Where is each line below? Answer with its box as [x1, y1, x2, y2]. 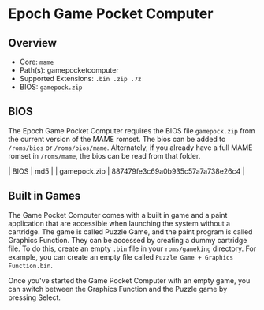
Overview [8, 36, 58, 50]
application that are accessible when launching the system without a [8, 218, 231, 228]
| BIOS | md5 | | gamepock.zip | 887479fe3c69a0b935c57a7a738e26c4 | [8, 166, 246, 176]
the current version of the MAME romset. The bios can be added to [8, 134, 226, 144]
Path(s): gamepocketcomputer [19, 65, 120, 75]
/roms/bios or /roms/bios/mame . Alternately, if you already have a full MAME [8, 143, 253, 152]
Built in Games [8, 189, 81, 203]
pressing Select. [8, 293, 61, 302]
